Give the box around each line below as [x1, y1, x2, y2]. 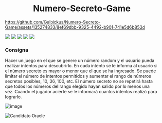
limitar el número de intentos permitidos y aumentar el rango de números [5, 73, 152, 79]
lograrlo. [5, 94, 22, 100]
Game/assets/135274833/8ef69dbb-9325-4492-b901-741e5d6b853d [5, 24, 145, 30]
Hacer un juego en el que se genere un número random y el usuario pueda [5, 58, 155, 63]
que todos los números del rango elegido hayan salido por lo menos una [5, 83, 150, 89]
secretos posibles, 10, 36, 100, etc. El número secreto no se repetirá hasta [5, 79, 153, 84]
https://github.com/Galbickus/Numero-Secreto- [5, 19, 101, 25]
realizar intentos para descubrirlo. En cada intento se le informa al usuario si [5, 63, 158, 69]
